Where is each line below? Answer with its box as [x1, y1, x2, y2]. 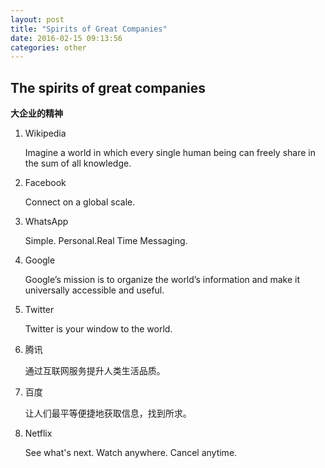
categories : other [10, 42, 87, 53]
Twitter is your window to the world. [24, 323, 173, 335]
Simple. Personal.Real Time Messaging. [24, 235, 188, 247]
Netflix [24, 427, 53, 440]
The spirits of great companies [10, 79, 207, 96]
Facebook [24, 177, 67, 189]
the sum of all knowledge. [24, 157, 132, 170]
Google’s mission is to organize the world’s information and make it [24, 274, 300, 286]
